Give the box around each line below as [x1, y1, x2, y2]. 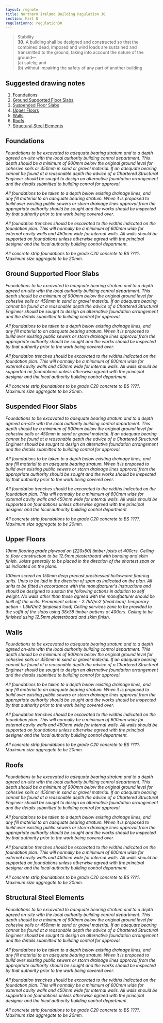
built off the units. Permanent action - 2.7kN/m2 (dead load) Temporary [5, 599, 149, 605]
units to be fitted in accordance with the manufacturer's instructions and [5, 583, 151, 589]
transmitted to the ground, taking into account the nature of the [17, 50, 144, 55]
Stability [17, 34, 34, 40]
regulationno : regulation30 [5, 20, 63, 26]
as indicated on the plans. [5, 563, 58, 569]
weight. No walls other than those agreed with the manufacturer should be [5, 593, 155, 599]
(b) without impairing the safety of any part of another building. [17, 65, 144, 71]
